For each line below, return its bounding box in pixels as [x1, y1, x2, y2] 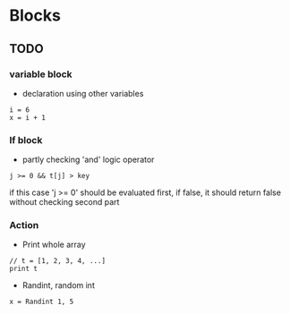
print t [9, 265, 38, 274]
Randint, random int [21, 280, 96, 291]
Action [9, 219, 39, 232]
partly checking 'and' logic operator [21, 154, 155, 165]
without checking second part [9, 197, 120, 208]
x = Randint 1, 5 [9, 297, 74, 307]
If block [9, 133, 43, 146]
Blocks [9, 5, 61, 26]
